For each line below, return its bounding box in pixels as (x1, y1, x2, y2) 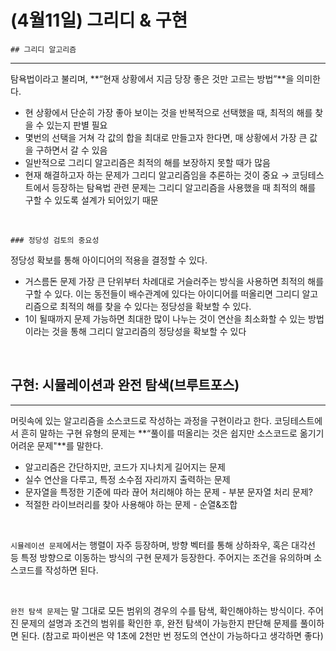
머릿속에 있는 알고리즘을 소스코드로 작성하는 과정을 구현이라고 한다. (10, 414, 272, 426)
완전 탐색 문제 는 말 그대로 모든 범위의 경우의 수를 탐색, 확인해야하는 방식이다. (10, 604, 306, 616)
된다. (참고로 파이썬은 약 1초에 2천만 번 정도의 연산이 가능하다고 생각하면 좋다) (20, 629, 324, 641)
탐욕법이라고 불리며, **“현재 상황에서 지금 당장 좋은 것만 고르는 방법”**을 (10, 72, 295, 85)
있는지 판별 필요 (46, 119, 108, 131)
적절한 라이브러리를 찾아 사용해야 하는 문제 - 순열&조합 (24, 498, 238, 510)
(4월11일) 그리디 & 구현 (10, 9, 188, 32)
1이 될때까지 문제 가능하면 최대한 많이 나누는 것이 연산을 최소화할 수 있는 (24, 312, 307, 325)
